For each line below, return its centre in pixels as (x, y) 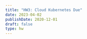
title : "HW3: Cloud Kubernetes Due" (44, 10)
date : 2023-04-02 (24, 15)
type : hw (14, 29)
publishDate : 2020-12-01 (31, 19)
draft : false (19, 24)
